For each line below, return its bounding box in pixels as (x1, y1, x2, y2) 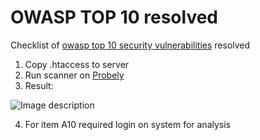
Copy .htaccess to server (24, 58, 130, 70)
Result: (24, 79, 54, 91)
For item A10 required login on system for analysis (24, 118, 232, 130)
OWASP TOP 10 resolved (10, 6, 218, 29)
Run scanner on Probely (24, 69, 125, 81)
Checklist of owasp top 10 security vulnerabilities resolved (10, 39, 251, 51)
